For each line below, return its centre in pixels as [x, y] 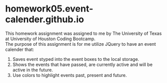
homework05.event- [49, 9]
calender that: [20, 49]
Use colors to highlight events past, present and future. [70, 75]
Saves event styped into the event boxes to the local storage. [76, 59]
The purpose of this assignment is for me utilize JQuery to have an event [80, 44]
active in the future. [33, 70]
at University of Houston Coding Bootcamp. [50, 39]
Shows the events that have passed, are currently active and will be [82, 64]
